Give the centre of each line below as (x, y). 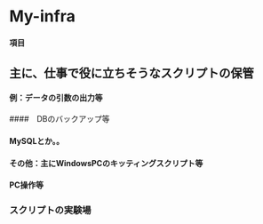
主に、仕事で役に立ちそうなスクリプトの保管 (132, 73)
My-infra (42, 16)
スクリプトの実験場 (50, 211)
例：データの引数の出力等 (56, 97)
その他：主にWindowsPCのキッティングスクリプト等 (106, 163)
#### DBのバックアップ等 (60, 119)
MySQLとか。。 (37, 140)
